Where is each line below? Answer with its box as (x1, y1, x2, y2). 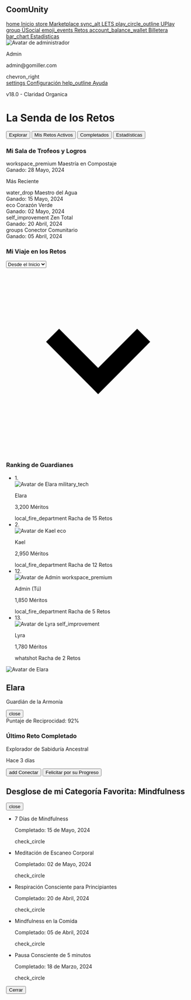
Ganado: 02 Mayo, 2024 (6, 208, 65, 215)
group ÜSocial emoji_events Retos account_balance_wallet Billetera (6, 26, 168, 33)
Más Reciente (6, 178, 39, 185)
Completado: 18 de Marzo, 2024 (14, 962, 92, 970)
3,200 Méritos (14, 503, 49, 510)
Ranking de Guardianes (6, 461, 74, 469)
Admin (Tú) (14, 585, 42, 592)
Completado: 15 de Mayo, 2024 (14, 826, 91, 833)
